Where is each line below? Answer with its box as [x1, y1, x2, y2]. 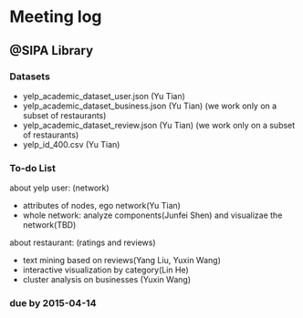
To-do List [9, 161, 57, 174]
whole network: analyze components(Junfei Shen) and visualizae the [22, 210, 283, 221]
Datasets [9, 70, 50, 83]
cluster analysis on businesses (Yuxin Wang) [22, 274, 192, 285]
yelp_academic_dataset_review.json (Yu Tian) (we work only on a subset [22, 119, 296, 130]
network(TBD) [22, 220, 77, 231]
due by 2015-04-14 [9, 297, 97, 310]
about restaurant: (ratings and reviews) [9, 237, 157, 248]
